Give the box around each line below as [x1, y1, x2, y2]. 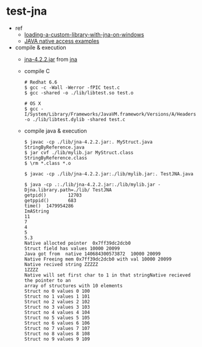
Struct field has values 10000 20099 [24, 245, 120, 251]
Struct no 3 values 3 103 [24, 304, 90, 310]
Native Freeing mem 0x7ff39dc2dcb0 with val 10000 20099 [24, 256, 172, 262]
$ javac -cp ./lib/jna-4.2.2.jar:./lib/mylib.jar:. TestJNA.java [24, 170, 193, 177]
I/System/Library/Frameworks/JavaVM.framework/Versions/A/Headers [24, 111, 197, 117]
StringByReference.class [24, 155, 88, 161]
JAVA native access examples [24, 37, 99, 44]
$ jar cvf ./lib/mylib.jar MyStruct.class [24, 149, 134, 156]
